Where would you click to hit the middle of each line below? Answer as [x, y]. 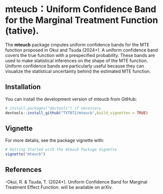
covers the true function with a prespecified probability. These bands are [80, 55]
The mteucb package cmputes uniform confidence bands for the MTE [77, 44]
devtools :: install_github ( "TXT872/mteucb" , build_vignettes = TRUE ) [77, 113]
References [23, 170]
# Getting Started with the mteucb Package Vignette [61, 149]
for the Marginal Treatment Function [82, 20]
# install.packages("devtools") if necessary [53, 108]
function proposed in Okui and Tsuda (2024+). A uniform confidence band [81, 50]
